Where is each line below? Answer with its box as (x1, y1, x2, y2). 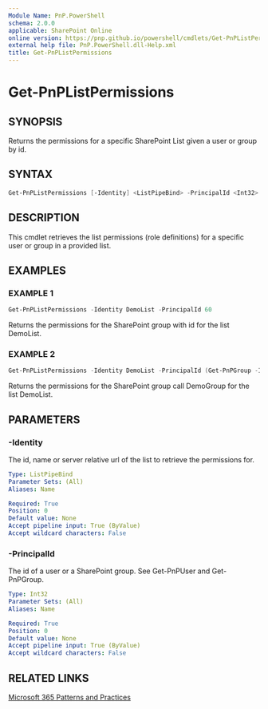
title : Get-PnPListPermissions (8, 49, 112, 57)
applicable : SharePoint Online (8, 26, 112, 34)
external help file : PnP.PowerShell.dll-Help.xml (8, 42, 177, 50)
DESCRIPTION (8, 211, 80, 224)
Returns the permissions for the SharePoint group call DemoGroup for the (8, 381, 250, 391)
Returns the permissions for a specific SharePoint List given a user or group (8, 137, 258, 145)
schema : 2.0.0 (8, 19, 56, 27)
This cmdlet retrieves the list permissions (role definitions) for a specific (8, 232, 245, 242)
